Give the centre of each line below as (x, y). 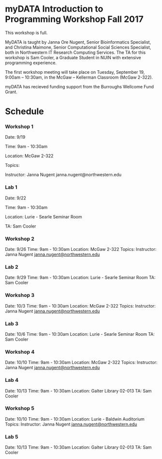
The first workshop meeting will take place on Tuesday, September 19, (75, 72)
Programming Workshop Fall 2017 (74, 19)
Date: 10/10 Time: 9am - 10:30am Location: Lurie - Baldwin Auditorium (75, 419)
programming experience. (31, 63)
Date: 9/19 (15, 137)
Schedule (25, 111)
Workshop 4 (20, 352)
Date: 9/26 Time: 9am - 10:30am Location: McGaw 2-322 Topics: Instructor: (81, 249)
